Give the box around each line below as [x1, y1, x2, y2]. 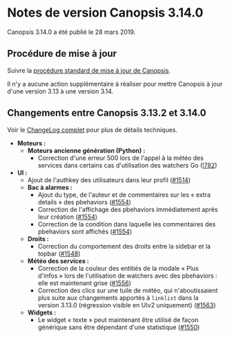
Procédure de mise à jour [7, 48, 117, 60]
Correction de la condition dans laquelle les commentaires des [37, 220, 216, 228]
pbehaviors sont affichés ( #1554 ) [37, 227, 133, 235]
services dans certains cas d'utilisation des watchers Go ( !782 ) [37, 161, 218, 169]
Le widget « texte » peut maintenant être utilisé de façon [37, 315, 199, 323]
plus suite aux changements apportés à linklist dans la [37, 293, 199, 302]
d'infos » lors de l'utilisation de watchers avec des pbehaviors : [37, 272, 218, 280]
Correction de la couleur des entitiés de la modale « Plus [37, 264, 199, 272]
